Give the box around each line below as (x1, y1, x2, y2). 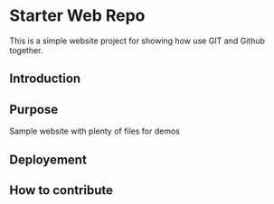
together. (9, 44, 43, 55)
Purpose (9, 101, 59, 117)
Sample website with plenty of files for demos (9, 125, 181, 136)
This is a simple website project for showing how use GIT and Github (9, 35, 265, 46)
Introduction (9, 71, 81, 87)
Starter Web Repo (9, 5, 146, 26)
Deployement (9, 152, 88, 167)
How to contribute (9, 182, 114, 198)
